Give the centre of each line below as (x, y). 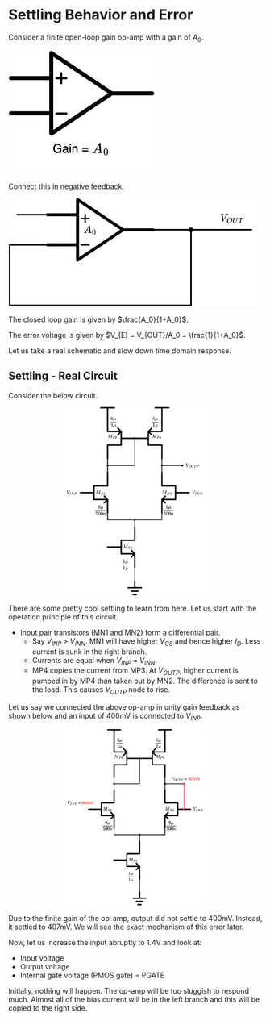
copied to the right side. (48, 1008)
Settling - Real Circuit (63, 376)
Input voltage (42, 958)
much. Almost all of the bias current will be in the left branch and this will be (134, 1000)
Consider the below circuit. (53, 395)
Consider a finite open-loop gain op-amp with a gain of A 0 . (106, 38)
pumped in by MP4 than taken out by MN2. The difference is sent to (145, 681)
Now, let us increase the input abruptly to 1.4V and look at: (105, 943)
